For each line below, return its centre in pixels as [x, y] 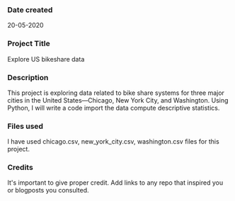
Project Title [29, 44]
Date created [30, 10]
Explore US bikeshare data [46, 59]
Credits [20, 168]
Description [28, 77]
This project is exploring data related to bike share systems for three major [116, 93]
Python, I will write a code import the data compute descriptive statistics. [114, 108]
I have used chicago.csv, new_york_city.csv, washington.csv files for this [113, 142]
